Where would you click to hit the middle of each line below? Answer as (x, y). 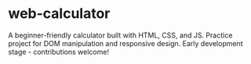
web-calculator (59, 14)
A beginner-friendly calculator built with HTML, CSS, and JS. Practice (120, 35)
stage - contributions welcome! (59, 52)
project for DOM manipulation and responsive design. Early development (125, 43)
